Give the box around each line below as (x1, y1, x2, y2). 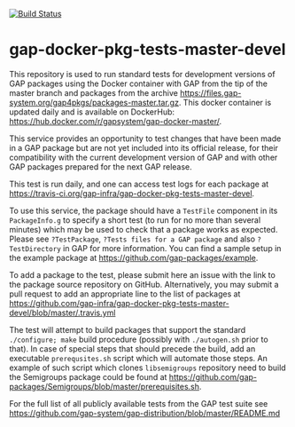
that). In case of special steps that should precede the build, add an (9, 343, 256, 354)
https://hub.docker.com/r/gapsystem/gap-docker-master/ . (9, 115, 222, 126)
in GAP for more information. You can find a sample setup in (63, 242, 282, 253)
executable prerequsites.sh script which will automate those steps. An (9, 352, 268, 363)
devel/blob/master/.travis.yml (9, 307, 116, 318)
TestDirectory (9, 244, 62, 253)
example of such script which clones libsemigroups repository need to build (9, 362, 286, 373)
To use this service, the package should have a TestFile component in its (9, 205, 278, 216)
